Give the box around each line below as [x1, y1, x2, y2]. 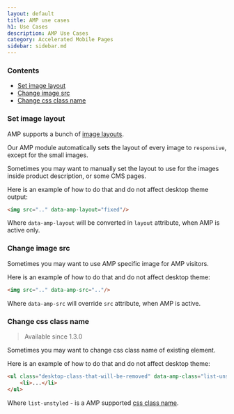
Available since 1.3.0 [24, 332, 83, 341]
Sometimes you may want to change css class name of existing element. [7, 346, 216, 354]
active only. [7, 226, 40, 235]
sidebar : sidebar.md [7, 43, 68, 50]
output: [7, 193, 28, 201]
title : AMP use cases [7, 17, 70, 24]
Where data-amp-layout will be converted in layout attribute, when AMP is [7, 219, 220, 227]
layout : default [7, 10, 54, 17]
